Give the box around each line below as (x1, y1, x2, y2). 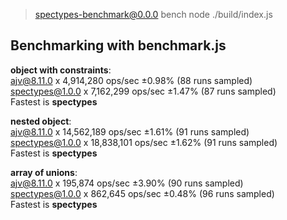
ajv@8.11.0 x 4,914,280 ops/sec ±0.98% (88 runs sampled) (10, 74, 253, 86)
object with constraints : (10, 64, 112, 76)
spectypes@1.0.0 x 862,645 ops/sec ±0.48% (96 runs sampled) (10, 187, 275, 199)
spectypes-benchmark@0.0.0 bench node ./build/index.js (34, 9, 273, 20)
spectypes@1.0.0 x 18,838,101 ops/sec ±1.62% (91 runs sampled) (10, 136, 278, 148)
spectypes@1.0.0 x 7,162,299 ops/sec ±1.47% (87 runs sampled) (10, 85, 277, 97)
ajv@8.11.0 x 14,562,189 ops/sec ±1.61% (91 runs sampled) (10, 125, 250, 138)
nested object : (10, 115, 72, 127)
